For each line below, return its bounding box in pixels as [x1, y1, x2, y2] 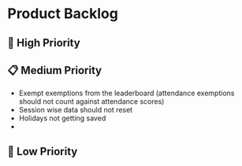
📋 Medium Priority [7, 64, 102, 77]
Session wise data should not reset [18, 105, 133, 115]
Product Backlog [7, 5, 119, 23]
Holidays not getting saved [18, 113, 106, 123]
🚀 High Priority [7, 36, 80, 50]
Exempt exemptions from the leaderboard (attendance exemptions [18, 88, 235, 98]
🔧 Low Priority [7, 145, 78, 158]
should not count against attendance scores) [18, 97, 165, 106]
